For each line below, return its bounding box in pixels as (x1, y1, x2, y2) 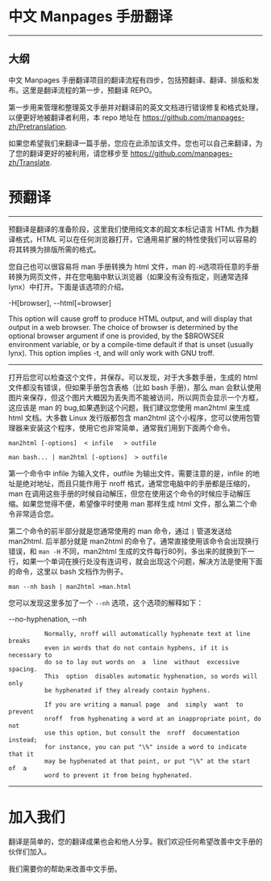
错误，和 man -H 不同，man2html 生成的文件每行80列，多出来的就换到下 (8, 546, 248, 556)
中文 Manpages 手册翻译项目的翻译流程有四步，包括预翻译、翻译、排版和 (8, 74, 252, 85)
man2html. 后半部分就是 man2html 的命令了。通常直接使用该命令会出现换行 (8, 536, 260, 546)
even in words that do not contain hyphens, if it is (44, 644, 229, 652)
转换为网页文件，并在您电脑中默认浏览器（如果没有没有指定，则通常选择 (8, 272, 248, 282)
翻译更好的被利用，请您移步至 (29, 148, 129, 158)
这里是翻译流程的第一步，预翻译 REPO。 (22, 85, 157, 95)
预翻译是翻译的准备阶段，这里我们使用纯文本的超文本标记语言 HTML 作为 (8, 224, 252, 234)
